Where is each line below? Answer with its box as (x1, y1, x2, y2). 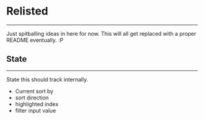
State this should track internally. (6, 76, 89, 83)
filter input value (15, 107, 56, 114)
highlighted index (15, 100, 59, 107)
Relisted (6, 4, 49, 18)
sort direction (15, 94, 49, 101)
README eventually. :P (6, 36, 64, 44)
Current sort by (15, 87, 53, 95)
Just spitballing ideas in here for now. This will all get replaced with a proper (6, 30, 197, 37)
